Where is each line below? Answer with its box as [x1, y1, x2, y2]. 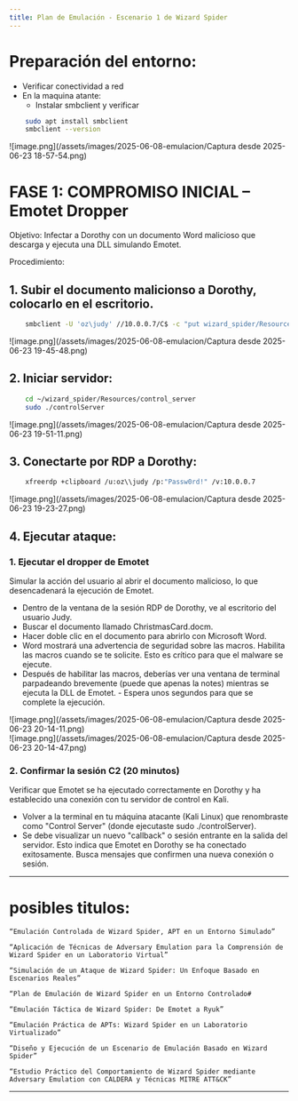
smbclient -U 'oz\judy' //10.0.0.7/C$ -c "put [25, 320, 200, 329]
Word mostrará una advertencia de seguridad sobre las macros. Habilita [21, 640, 286, 650]
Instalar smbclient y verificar [35, 100, 140, 110]
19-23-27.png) [34, 503, 86, 514]
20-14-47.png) [34, 742, 87, 753]
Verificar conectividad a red [21, 81, 124, 92]
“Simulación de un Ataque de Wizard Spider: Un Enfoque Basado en [9, 966, 260, 976]
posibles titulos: [9, 898, 130, 918]
